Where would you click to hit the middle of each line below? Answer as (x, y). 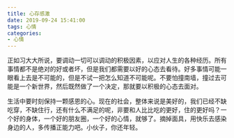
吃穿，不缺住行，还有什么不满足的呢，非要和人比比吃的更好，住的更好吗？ (114, 110)
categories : (24, 33)
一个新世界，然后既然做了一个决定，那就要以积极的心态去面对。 (111, 86)
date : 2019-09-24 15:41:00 (46, 20)
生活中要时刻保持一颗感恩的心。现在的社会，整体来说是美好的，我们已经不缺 (117, 101)
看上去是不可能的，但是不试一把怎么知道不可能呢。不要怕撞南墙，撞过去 (117, 78)
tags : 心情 (22, 26)
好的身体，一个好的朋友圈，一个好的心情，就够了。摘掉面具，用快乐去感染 (120, 118)
